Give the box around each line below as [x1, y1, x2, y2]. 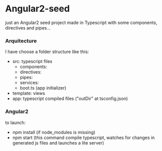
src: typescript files [12, 58, 52, 64]
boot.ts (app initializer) [19, 85, 66, 91]
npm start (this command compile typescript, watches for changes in [12, 134, 155, 140]
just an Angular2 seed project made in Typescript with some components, [5, 19, 157, 25]
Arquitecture [5, 37, 37, 44]
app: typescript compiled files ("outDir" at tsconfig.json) [12, 95, 128, 101]
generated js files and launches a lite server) [12, 139, 104, 145]
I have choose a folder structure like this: [5, 48, 89, 55]
